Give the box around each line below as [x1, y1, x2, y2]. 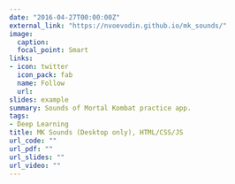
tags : [9, 111, 29, 120]
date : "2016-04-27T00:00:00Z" [9, 12, 121, 22]
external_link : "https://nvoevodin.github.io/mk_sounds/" [9, 21, 227, 30]
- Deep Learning [9, 120, 69, 129]
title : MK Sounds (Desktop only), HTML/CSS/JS [9, 128, 184, 137]
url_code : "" [9, 136, 57, 145]
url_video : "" [9, 161, 62, 170]
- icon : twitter [9, 63, 69, 72]
